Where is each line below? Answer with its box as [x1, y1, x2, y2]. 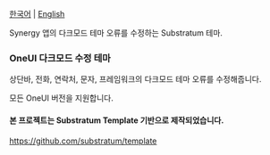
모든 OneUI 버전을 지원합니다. [9, 93, 114, 103]
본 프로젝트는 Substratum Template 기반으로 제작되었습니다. [9, 115, 224, 126]
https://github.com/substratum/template [9, 135, 157, 146]
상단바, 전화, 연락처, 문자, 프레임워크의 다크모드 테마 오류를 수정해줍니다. [9, 74, 262, 85]
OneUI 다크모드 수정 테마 [9, 52, 112, 64]
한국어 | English [9, 9, 65, 19]
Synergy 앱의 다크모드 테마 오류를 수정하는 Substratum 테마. [9, 28, 224, 38]
